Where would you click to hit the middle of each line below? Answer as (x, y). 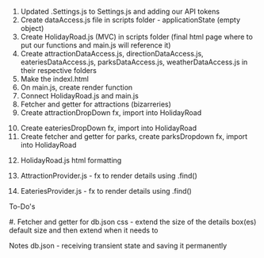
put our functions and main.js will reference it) (96, 45)
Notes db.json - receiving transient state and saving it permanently (118, 246)
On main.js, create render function (77, 87)
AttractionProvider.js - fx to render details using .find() (109, 175)
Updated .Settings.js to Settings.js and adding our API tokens (120, 12)
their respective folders (59, 70)
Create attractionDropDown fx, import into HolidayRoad (111, 113)
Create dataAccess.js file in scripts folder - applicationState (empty (130, 20)
